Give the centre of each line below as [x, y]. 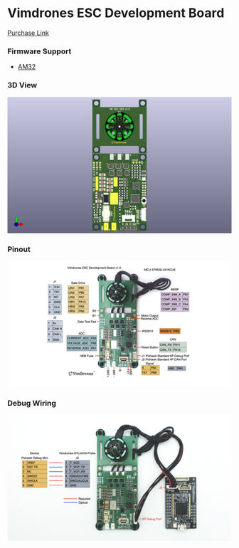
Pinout [19, 249]
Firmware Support [39, 51]
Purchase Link [28, 33]
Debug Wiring [32, 403]
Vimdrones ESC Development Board [116, 13]
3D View [22, 85]
